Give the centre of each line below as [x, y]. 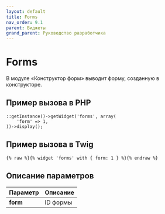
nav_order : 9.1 [25, 22]
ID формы [59, 202]
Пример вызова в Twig [50, 145]
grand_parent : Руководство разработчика [56, 33]
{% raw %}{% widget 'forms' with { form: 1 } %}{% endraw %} [82, 158]
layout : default [26, 11]
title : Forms [22, 17]
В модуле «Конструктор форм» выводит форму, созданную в [83, 78]
